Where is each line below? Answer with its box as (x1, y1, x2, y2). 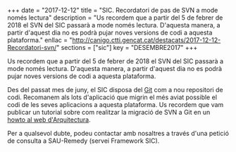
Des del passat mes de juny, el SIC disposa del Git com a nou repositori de (7, 86, 223, 94)
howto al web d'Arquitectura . (7, 115, 91, 124)
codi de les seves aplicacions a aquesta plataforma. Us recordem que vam (7, 101, 224, 108)
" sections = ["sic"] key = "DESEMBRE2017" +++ (56, 44, 198, 51)
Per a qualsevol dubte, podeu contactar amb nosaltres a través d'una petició (7, 129, 229, 137)
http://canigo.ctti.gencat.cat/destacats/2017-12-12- (72, 36, 221, 44)
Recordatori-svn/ (7, 44, 57, 51)
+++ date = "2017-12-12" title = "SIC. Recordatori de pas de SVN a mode (7, 6, 218, 14)
